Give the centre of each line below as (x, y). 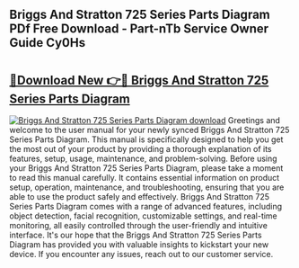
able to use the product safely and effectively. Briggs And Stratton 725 (140, 197)
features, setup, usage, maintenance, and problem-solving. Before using (143, 158)
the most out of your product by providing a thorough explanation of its (141, 149)
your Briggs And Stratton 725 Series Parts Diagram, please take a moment (146, 168)
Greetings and (254, 120)
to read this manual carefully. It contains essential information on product (145, 178)
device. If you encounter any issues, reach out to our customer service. (141, 254)
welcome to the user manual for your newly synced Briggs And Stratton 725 (149, 130)
